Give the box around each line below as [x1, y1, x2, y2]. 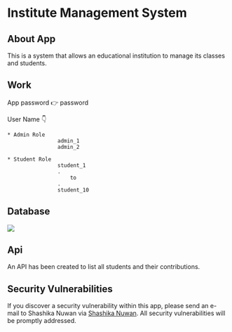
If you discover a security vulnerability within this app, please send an [7, 302, 209, 310]
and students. [7, 59, 47, 67]
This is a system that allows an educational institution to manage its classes [7, 51, 226, 60]
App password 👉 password [7, 98, 89, 107]
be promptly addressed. [7, 317, 77, 325]
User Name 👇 [7, 114, 47, 124]
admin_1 [57, 137, 80, 145]
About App [7, 33, 56, 45]
